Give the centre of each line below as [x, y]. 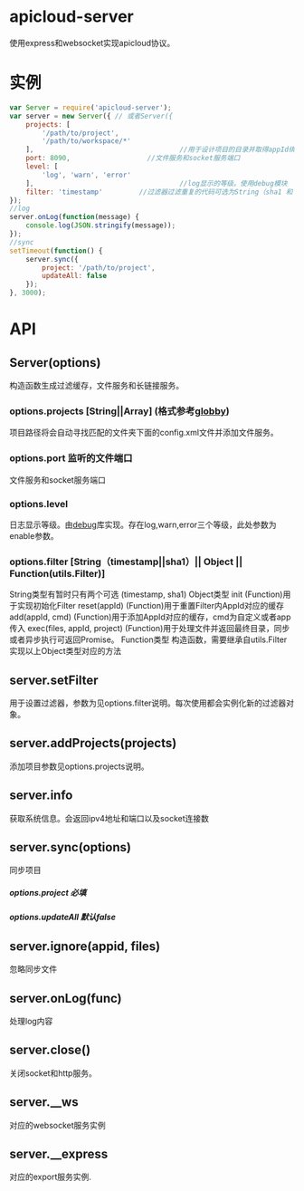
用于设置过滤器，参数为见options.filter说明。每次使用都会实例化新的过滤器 [148, 703]
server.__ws [44, 1102]
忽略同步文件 [33, 969]
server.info [41, 796]
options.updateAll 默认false [62, 917]
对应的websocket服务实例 [57, 1125]
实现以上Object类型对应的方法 [66, 651]
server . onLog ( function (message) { [75, 217]
